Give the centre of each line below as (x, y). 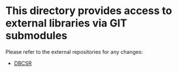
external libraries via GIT (66, 23)
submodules (37, 36)
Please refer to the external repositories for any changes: (74, 52)
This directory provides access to (89, 11)
